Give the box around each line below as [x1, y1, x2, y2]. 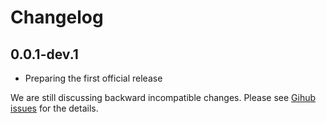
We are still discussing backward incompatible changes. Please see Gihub [10, 92, 317, 103]
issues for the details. [10, 102, 99, 114]
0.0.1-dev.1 [10, 46, 79, 63]
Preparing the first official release [24, 72, 163, 84]
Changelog [10, 6, 104, 29]
